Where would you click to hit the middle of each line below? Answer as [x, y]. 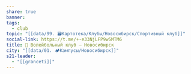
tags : [13, 23]
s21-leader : [21, 56]
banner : [16, 17]
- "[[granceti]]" [33, 61]
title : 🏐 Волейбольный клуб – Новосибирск [60, 45]
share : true [21, 12]
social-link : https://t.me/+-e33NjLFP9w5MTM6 [64, 39]
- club [20, 28]
